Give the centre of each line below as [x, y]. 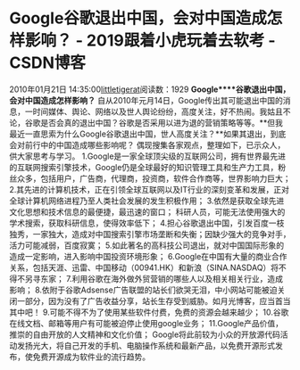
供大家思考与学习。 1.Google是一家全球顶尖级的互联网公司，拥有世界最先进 [148, 156]
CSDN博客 [48, 63]
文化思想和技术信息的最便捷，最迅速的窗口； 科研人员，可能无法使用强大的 [147, 211]
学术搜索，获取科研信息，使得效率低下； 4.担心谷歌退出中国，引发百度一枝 [147, 223]
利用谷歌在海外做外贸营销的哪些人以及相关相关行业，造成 [178, 278]
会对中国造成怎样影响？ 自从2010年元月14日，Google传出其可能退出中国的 [146, 100]
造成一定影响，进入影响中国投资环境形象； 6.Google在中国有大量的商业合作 [148, 256]
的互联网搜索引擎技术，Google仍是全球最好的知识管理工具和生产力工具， [144, 167]
